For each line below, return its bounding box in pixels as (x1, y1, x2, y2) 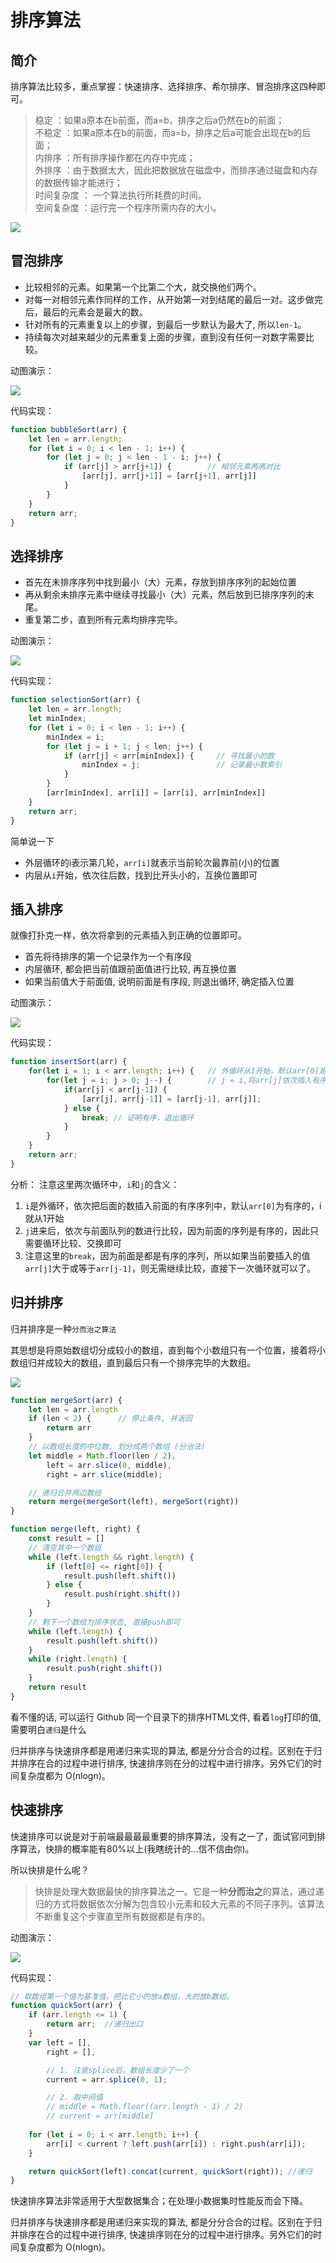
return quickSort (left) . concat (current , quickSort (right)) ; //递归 (28, 2166, 313, 2176)
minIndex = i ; (46, 732, 105, 742)
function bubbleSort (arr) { (10, 424, 128, 435)
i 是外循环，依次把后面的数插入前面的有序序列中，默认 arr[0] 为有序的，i (24, 1199, 322, 1211)
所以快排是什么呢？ (10, 1864, 90, 1876)
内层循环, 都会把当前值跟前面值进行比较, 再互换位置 (24, 963, 237, 975)
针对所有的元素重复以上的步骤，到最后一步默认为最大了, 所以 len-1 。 (24, 318, 307, 330)
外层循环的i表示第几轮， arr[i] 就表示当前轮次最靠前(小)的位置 (24, 856, 280, 868)
